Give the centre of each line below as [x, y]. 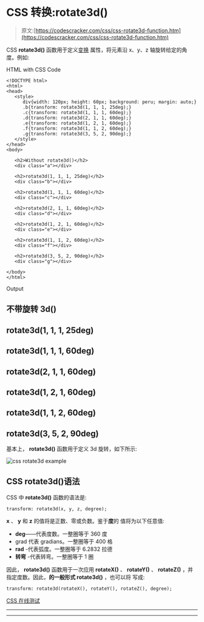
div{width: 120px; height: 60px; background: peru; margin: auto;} [110, 102]
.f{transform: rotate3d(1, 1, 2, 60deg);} [77, 128]
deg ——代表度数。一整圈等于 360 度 [61, 534]
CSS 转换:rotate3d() [57, 12]
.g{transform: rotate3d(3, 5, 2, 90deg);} [77, 134]
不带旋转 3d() [31, 309]
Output [15, 289]
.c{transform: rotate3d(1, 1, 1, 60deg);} [77, 112]
